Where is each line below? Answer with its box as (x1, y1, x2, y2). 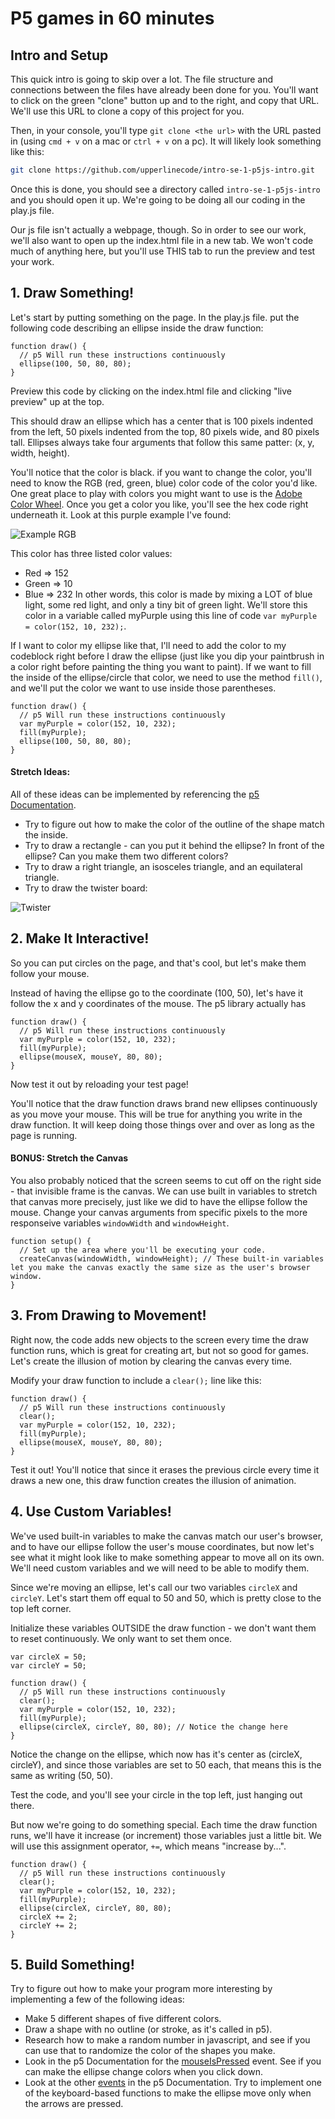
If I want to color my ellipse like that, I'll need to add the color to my (10, 639, 287, 651)
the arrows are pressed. (24, 2098, 124, 2110)
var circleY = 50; (10, 1660, 87, 1671)
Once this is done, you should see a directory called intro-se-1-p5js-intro (10, 183, 321, 195)
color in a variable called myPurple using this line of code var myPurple (24, 609, 318, 621)
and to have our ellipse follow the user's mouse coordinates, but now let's (10, 1540, 315, 1552)
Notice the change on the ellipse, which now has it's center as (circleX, (10, 1748, 303, 1760)
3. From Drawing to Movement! (10, 1307, 207, 1324)
